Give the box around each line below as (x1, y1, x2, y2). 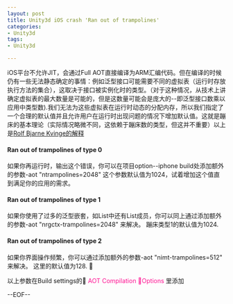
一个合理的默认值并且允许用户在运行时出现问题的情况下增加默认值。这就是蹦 (7, 112, 226, 120)
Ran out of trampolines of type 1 (7, 195, 101, 203)
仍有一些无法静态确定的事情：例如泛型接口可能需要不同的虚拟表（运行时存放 (7, 77, 226, 85)
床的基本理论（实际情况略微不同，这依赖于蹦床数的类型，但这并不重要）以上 (7, 121, 226, 128)
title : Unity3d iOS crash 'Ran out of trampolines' (7, 17, 159, 24)
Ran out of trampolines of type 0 (7, 145, 103, 153)
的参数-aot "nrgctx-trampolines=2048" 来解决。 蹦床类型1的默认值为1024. (7, 220, 219, 229)
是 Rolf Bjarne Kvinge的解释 (7, 129, 85, 137)
